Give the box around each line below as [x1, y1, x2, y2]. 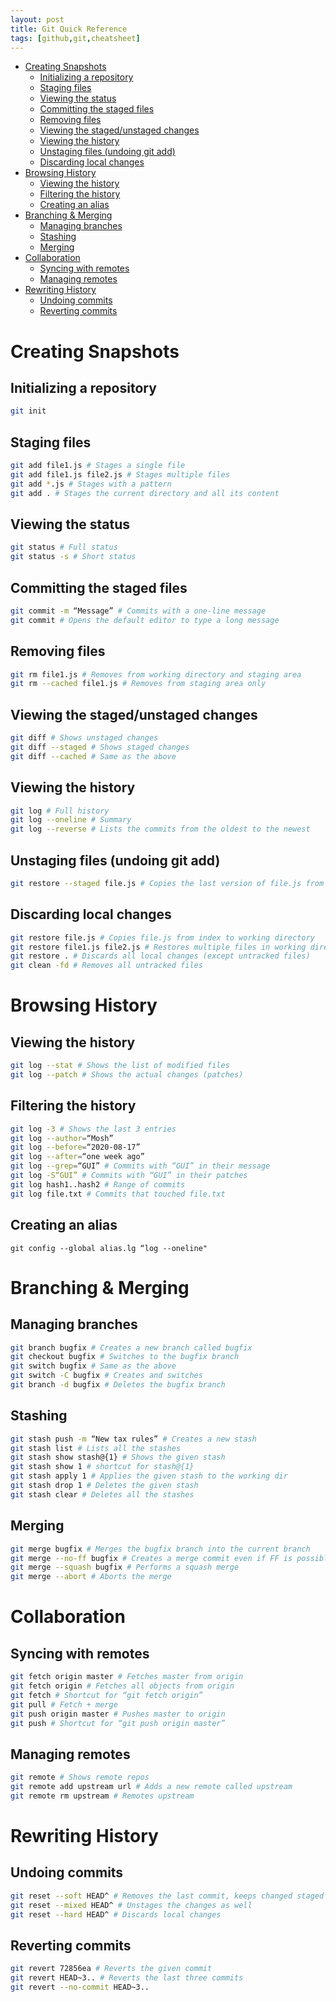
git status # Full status [10, 542, 118, 553]
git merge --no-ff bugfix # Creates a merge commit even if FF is [10, 1553, 293, 1563]
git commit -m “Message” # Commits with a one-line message [10, 606, 267, 616]
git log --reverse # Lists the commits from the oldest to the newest [10, 824, 311, 835]
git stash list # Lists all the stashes [10, 1443, 182, 1453]
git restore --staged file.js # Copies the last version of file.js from [10, 878, 325, 888]
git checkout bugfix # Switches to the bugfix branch [10, 1352, 240, 1362]
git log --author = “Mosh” [10, 1133, 114, 1143]
